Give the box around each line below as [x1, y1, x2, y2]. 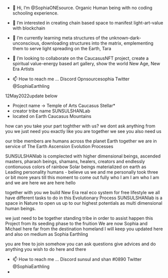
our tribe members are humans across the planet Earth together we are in [5, 138, 157, 144]
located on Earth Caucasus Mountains [12, 113, 92, 119]
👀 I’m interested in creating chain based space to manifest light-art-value [12, 20, 163, 26]
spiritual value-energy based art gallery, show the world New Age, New [12, 61, 160, 66]
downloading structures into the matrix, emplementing [41, 40, 154, 46]
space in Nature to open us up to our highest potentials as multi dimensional [5, 200, 162, 206]
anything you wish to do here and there [5, 246, 86, 252]
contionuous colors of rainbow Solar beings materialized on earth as [5, 164, 146, 170]
